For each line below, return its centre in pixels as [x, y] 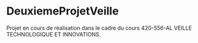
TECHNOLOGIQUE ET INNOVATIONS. [54, 34]
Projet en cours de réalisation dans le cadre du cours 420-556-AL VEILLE [99, 28]
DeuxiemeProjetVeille [63, 11]
